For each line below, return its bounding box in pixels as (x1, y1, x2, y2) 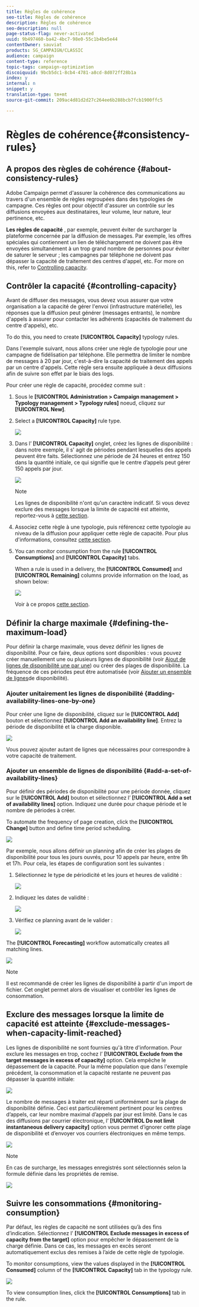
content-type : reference (6, 58, 68, 64)
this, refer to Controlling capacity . (6, 264, 88, 271)
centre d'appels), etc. (6, 322, 59, 329)
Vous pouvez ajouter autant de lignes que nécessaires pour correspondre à (6, 746, 191, 753)
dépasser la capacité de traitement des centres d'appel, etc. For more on (6, 257, 184, 264)
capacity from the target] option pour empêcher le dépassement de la (6, 1236, 179, 1243)
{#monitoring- (108, 1198, 162, 1209)
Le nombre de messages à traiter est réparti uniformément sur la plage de (6, 1098, 187, 1105)
